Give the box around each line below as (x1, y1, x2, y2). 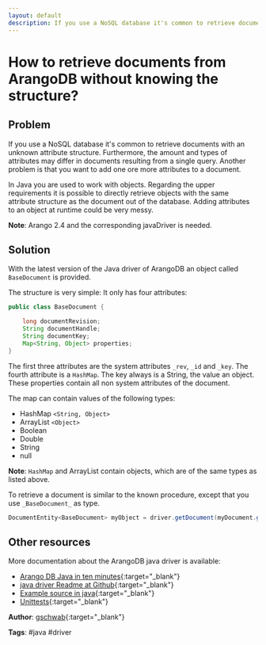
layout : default (8, 11, 62, 20)
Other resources (8, 535, 91, 548)
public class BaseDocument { (8, 303, 104, 311)
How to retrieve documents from (8, 53, 226, 71)
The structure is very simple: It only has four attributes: (8, 288, 188, 298)
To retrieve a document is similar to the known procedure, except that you (8, 490, 249, 499)
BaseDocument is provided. (8, 272, 91, 282)
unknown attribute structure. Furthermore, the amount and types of (8, 147, 228, 157)
